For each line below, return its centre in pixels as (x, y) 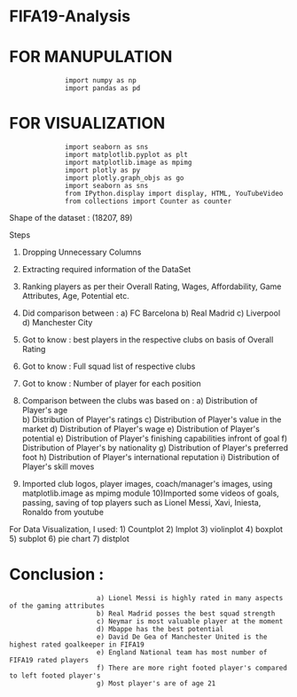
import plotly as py (103, 170)
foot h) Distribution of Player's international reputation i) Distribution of (151, 458)
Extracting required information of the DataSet (106, 270)
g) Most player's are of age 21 (156, 684)
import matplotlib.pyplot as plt (127, 155)
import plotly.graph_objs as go (125, 178)
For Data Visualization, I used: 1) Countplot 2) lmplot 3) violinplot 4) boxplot (146, 529)
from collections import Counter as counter (148, 201)
